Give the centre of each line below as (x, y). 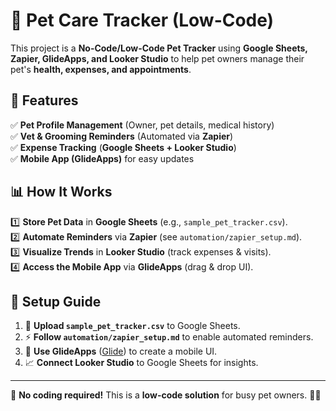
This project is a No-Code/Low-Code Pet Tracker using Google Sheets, (159, 48)
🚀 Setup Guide (56, 301)
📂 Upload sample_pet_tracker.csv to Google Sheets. (132, 326)
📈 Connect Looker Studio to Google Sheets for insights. (141, 363)
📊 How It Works (61, 192)
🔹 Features (44, 100)
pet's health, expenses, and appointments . (101, 69)
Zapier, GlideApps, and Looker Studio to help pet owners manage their (157, 58)
